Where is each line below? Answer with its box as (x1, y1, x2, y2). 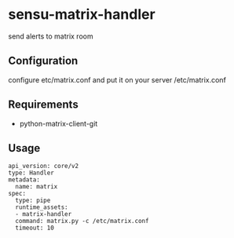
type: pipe (15, 196, 51, 205)
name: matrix (15, 183, 58, 191)
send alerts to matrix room (8, 31, 93, 41)
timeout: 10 (15, 224, 55, 233)
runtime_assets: (15, 203, 68, 211)
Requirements (8, 98, 79, 112)
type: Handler (8, 169, 55, 178)
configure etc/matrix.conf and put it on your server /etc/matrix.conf (8, 75, 226, 84)
